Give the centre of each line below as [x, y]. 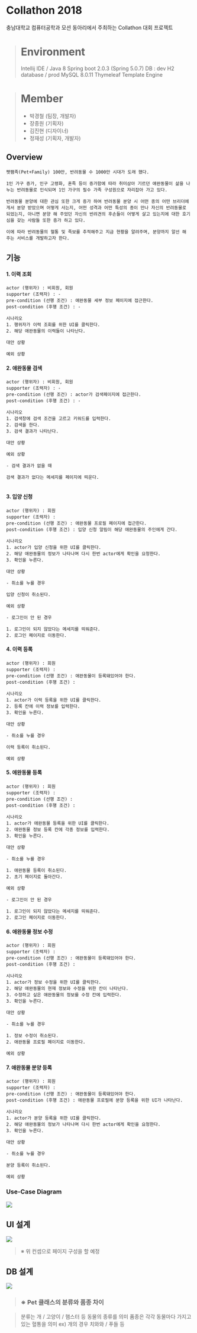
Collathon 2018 [44, 10]
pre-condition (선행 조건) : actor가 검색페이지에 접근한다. [74, 395]
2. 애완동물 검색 [24, 368]
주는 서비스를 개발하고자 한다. [38, 238]
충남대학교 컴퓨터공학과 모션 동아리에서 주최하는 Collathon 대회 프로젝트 [90, 27]
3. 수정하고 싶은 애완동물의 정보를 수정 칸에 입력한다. [64, 995]
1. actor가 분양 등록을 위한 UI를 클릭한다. [54, 1118]
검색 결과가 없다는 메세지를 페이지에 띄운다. [53, 478]
